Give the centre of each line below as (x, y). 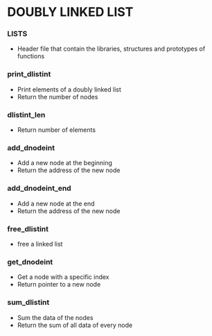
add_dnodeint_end (39, 188)
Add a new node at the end (56, 203)
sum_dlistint (28, 303)
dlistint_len (26, 115)
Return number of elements (56, 130)
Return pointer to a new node (59, 285)
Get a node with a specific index (63, 277)
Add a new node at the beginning (65, 163)
